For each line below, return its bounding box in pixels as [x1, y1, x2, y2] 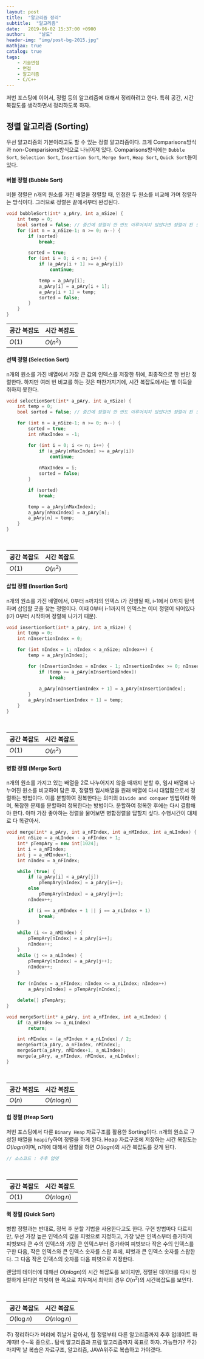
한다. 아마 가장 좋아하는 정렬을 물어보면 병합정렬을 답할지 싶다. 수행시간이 [12, 809, 186, 817]
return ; [28, 1025, 47, 1031]
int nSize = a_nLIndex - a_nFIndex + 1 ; [17, 835, 121, 841]
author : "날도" [6, 32, 53, 38]
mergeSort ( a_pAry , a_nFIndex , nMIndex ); [17, 1042, 121, 1048]
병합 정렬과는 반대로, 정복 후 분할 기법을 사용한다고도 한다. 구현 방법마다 [6, 1225, 176, 1233]
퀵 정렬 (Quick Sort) [6, 1210, 55, 1218]
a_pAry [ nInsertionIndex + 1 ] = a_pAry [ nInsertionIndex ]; [38, 686, 186, 692]
